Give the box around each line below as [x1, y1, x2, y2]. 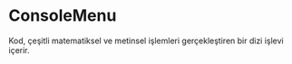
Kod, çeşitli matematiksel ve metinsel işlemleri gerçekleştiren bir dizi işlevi [8, 35, 285, 46]
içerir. [8, 44, 30, 55]
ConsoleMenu [8, 5, 117, 26]
